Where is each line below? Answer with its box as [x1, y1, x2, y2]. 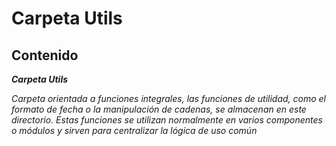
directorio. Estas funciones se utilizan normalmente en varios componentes [11, 114, 323, 126]
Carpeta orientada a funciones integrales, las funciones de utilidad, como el [11, 93, 327, 104]
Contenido [11, 47, 79, 64]
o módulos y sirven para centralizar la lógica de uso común [11, 125, 258, 136]
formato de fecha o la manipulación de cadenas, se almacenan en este [11, 103, 307, 115]
